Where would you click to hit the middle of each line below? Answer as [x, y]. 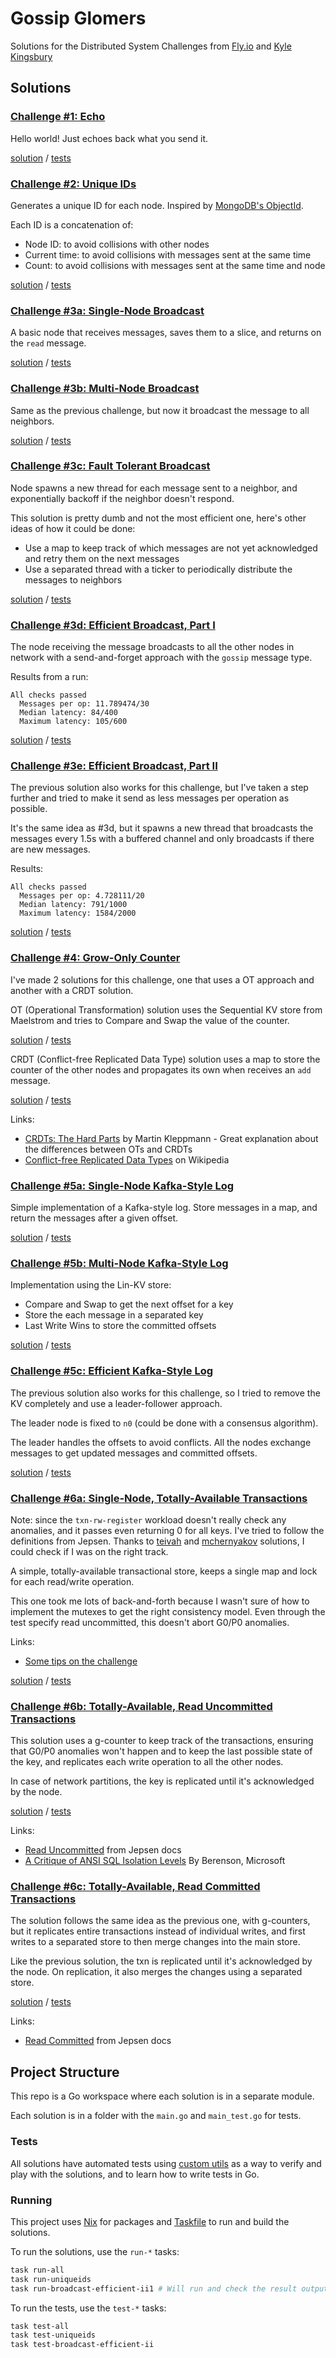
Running [31, 2200]
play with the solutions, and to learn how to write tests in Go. [135, 2174]
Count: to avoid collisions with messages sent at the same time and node [175, 265]
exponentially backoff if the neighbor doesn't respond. [122, 498]
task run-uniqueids [51, 2279]
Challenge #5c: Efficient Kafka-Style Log [112, 1371]
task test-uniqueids [53, 2335]
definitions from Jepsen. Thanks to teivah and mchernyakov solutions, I [157, 1541]
